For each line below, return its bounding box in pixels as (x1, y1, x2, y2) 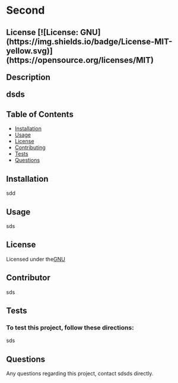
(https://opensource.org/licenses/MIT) (6, 55, 154, 65)
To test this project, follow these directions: (6, 323, 135, 331)
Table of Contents (6, 109, 74, 119)
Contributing (14, 144, 46, 151)
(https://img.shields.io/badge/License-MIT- (6, 36, 173, 46)
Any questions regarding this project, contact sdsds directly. (6, 370, 154, 377)
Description (6, 72, 50, 82)
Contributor (6, 273, 50, 283)
